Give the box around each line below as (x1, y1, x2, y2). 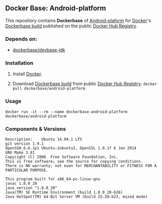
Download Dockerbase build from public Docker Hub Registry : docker (12, 81, 157, 87)
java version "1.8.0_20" (5, 185, 58, 190)
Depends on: (5, 35, 37, 42)
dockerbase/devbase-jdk (12, 47, 66, 53)
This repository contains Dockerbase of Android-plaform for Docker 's (5, 17, 151, 23)
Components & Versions (5, 125, 66, 132)
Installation (5, 60, 34, 67)
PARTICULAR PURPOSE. (5, 168, 49, 173)
